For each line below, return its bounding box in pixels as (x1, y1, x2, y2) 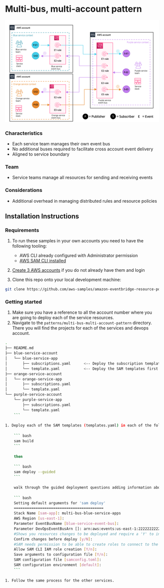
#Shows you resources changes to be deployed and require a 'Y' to (14, 531, 154, 537)
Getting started (5, 299, 42, 306)
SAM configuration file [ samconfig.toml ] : (14, 557, 102, 563)
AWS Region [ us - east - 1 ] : (14, 516, 64, 521)
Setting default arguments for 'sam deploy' (14, 500, 106, 505)
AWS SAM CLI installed (19, 258, 66, 264)
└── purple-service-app (14, 398, 62, 402)
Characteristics (5, 130, 43, 137)
